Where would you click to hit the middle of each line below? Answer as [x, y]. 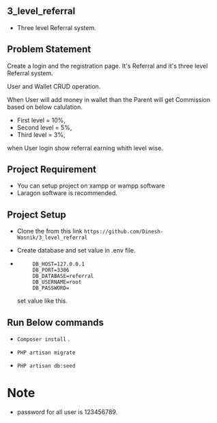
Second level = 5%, [44, 127]
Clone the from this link [50, 231]
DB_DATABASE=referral [63, 277]
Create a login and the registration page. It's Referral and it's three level [107, 66]
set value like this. [42, 301]
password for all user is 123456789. [67, 412]
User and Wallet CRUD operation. [54, 86]
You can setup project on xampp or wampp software [91, 186]
